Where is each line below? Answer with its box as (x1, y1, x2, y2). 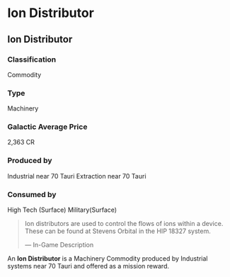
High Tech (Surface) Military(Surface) (7, 205, 117, 214)
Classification (7, 55, 57, 64)
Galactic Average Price (7, 122, 88, 132)
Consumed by (7, 189, 57, 199)
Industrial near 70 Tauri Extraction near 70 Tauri (7, 171, 146, 180)
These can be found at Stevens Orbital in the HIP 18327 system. (24, 227, 211, 235)
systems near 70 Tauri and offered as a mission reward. (7, 262, 170, 271)
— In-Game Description (24, 241, 94, 249)
